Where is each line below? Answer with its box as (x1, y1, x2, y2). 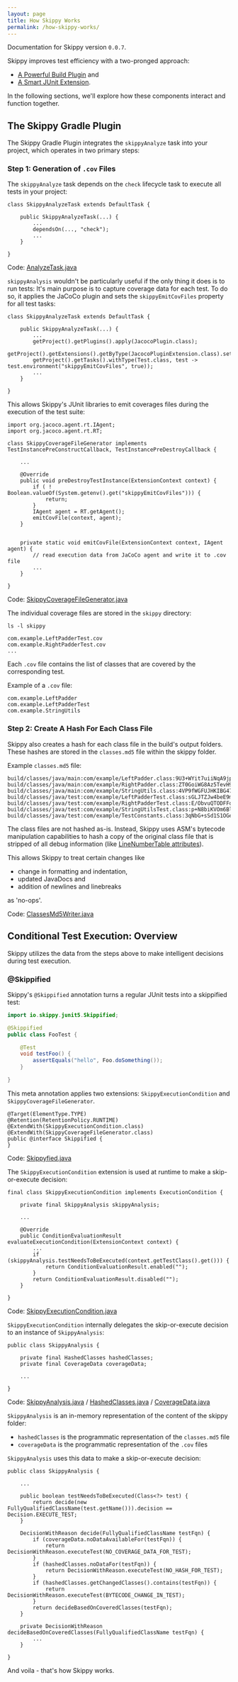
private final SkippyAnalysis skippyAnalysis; (20, 1201, 160, 1208)
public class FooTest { (7, 1031, 78, 1038)
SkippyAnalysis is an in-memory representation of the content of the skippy (7, 1411, 228, 1420)
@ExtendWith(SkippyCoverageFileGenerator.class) (7, 1129, 154, 1136)
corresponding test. (7, 667, 65, 676)
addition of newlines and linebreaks (17, 882, 122, 891)
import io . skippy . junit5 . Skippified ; (7, 1011, 119, 1018)
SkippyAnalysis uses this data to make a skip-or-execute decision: (7, 1454, 201, 1462)
